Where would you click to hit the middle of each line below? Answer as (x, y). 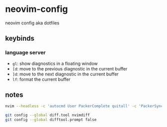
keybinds (20, 38)
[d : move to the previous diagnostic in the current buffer (70, 68)
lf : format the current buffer (41, 79)
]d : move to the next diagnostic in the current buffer (65, 74)
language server (25, 53)
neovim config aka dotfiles (32, 23)
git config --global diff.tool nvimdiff (48, 115)
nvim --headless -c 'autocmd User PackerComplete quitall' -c (71, 106)
